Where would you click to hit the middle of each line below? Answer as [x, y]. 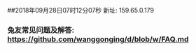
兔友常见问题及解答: [41, 30]
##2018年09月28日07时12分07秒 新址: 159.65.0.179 [81, 10]
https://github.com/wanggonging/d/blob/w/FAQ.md [98, 39]
